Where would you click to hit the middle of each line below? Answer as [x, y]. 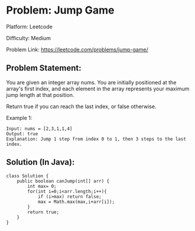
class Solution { [27, 176]
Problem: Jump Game [60, 10]
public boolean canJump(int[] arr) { [63, 181]
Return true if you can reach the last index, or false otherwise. [81, 106]
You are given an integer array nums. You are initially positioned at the [91, 82]
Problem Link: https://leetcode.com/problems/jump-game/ [77, 49]
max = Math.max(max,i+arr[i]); [76, 201]
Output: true [22, 134]
